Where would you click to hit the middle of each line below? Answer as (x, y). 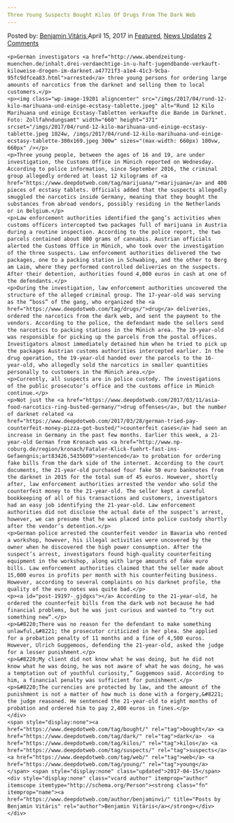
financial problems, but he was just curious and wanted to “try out (111, 610)
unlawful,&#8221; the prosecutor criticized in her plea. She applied (112, 631)
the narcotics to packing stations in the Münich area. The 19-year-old (116, 330)
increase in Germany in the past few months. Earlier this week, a (108, 435)
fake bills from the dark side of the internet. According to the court (116, 463)
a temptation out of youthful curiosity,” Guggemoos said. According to (116, 673)
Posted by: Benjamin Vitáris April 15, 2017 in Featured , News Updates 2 (110, 36)
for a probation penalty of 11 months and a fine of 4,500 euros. (106, 638)
